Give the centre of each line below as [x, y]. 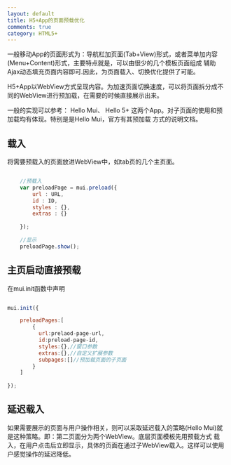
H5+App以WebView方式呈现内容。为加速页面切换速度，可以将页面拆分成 [112, 87]
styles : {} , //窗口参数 [68, 346]
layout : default [31, 14]
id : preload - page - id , [68, 340]
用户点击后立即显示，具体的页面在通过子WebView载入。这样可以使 [122, 445]
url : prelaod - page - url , [71, 334]
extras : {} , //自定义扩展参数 [76, 353]
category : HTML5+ [33, 33]
